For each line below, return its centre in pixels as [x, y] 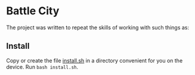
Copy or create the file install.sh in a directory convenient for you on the [95, 60]
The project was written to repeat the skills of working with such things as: [98, 27]
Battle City [33, 11]
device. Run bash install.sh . [42, 67]
